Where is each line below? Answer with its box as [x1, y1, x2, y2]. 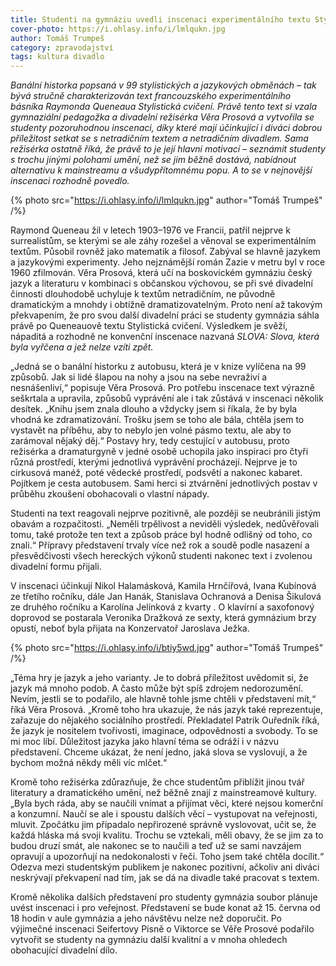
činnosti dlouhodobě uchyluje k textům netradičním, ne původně [10, 288, 276, 300]
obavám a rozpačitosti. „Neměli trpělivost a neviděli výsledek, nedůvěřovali [10, 518, 320, 530]
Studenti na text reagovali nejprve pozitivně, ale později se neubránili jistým [10, 507, 322, 520]
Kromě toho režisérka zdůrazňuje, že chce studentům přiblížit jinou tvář [10, 776, 305, 788]
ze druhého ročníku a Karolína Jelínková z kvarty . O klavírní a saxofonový [10, 601, 315, 613]
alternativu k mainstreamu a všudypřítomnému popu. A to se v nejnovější [10, 164, 313, 176]
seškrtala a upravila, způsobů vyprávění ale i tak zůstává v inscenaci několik [10, 392, 324, 405]
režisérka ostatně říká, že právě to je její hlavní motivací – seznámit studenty [10, 143, 326, 155]
